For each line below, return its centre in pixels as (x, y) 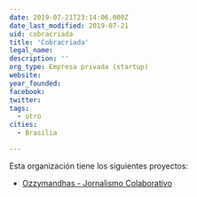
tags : (19, 108)
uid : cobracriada (41, 34)
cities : (24, 125)
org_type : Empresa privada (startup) (79, 67)
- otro (29, 116)
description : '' (39, 59)
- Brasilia (37, 133)
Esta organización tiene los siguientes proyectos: (99, 166)
